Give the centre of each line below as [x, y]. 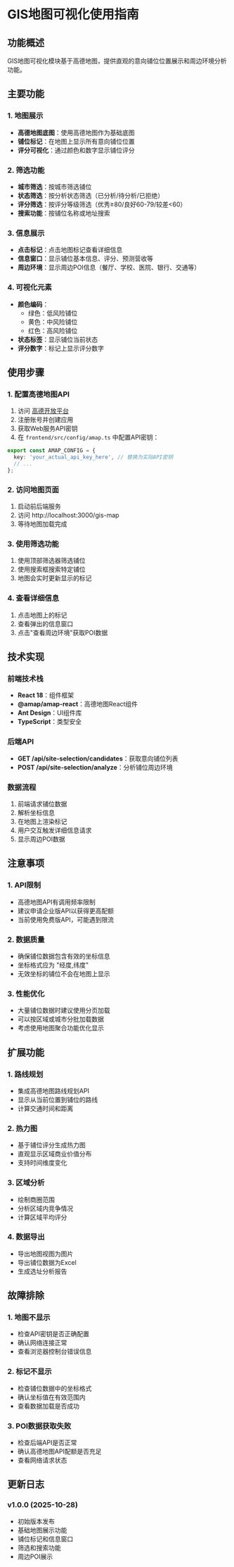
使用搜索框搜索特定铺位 [51, 569]
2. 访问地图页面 [33, 489]
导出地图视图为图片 [45, 1254]
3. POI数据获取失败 [39, 1425]
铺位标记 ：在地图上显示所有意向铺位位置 [76, 141]
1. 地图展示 [25, 116]
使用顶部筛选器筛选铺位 [51, 561]
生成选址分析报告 [42, 1271]
